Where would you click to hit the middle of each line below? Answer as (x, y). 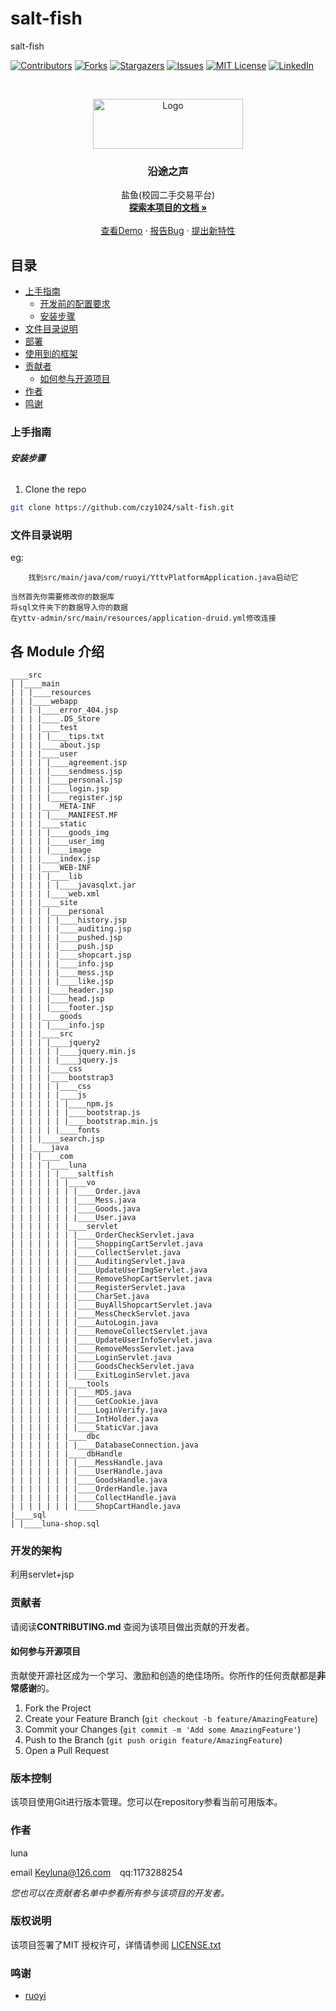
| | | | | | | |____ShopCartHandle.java (96, 1507)
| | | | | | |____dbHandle (66, 1454)
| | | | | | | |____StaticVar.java (84, 1428)
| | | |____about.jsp (55, 745)
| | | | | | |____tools (60, 1384)
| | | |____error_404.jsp (64, 710)
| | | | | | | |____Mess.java (73, 1200)
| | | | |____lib (46, 877)
